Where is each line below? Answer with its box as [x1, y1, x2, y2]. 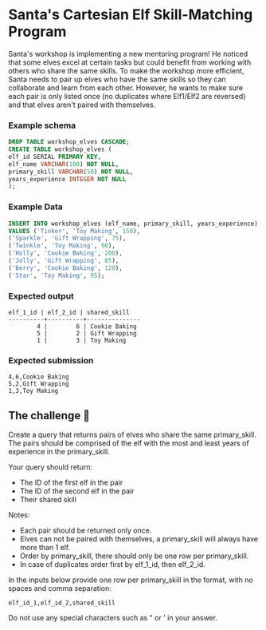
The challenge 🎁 [8, 409, 90, 422]
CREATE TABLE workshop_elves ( [8, 145, 112, 153]
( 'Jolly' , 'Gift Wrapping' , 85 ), [8, 257, 119, 265]
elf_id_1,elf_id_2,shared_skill [8, 599, 115, 608]
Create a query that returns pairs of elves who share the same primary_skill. [8, 430, 256, 440]
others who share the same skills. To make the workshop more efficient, [8, 65, 244, 75]
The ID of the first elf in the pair [19, 477, 123, 488]
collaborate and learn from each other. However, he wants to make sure [8, 82, 244, 93]
